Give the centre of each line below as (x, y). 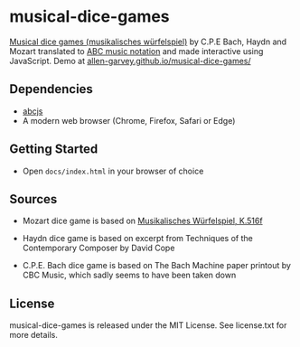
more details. (34, 335)
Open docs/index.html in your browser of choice (113, 171)
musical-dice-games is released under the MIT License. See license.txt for (148, 325)
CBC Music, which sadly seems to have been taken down (129, 275)
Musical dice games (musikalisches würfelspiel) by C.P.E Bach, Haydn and (148, 42)
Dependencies (51, 89)
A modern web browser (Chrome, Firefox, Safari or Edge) (129, 120)
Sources (33, 199)
